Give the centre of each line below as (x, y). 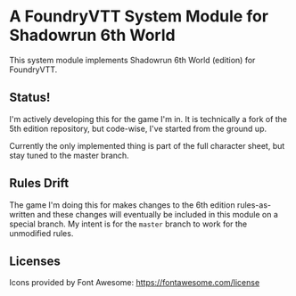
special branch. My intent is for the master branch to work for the (128, 224)
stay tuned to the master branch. (69, 155)
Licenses (35, 261)
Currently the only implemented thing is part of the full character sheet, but (147, 145)
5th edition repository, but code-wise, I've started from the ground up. (138, 128)
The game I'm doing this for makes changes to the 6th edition (122, 205)
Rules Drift (39, 183)
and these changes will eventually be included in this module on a (158, 214)
